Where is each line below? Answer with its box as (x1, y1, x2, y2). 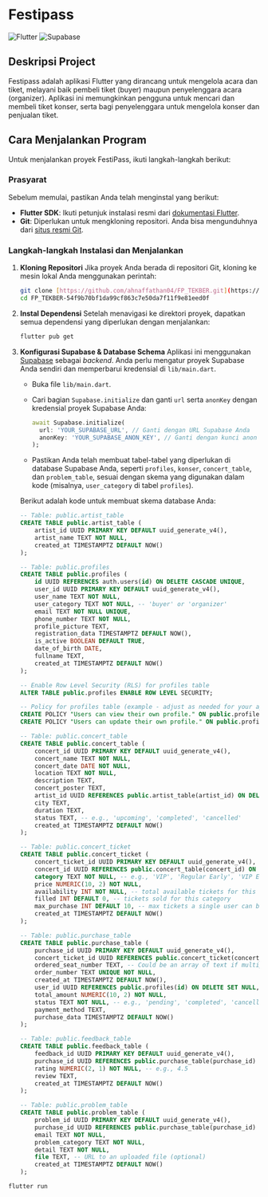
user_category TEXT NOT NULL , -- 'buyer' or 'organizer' (34, 600, 228, 608)
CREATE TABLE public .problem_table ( (19, 1108, 146, 1117)
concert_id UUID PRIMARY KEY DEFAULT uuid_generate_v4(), (34, 747, 231, 755)
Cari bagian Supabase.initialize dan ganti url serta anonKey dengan (31, 395, 258, 404)
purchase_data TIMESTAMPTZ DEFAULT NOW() (34, 1013, 174, 1022)
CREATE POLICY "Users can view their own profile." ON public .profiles (19, 711, 263, 719)
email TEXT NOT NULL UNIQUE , (34, 608, 132, 616)
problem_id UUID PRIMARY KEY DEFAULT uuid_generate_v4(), (34, 1116, 231, 1124)
